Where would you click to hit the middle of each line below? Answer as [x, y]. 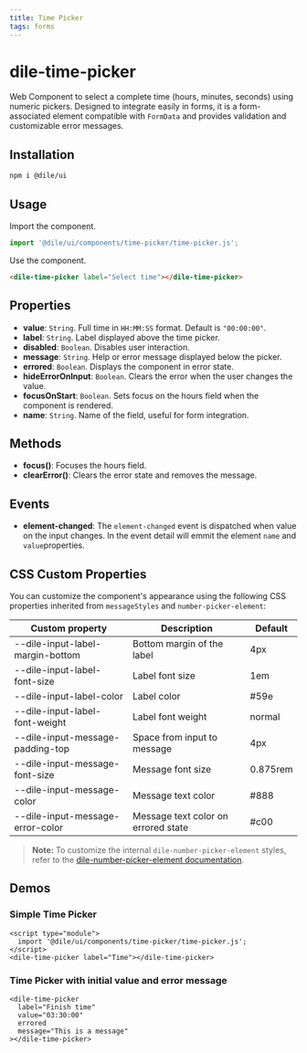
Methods [36, 443]
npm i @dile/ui [38, 176]
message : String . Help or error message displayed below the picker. [152, 356]
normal [265, 716]
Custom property [69, 628]
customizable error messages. [67, 126]
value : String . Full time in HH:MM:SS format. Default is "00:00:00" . [144, 327]
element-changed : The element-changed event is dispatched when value [159, 526]
